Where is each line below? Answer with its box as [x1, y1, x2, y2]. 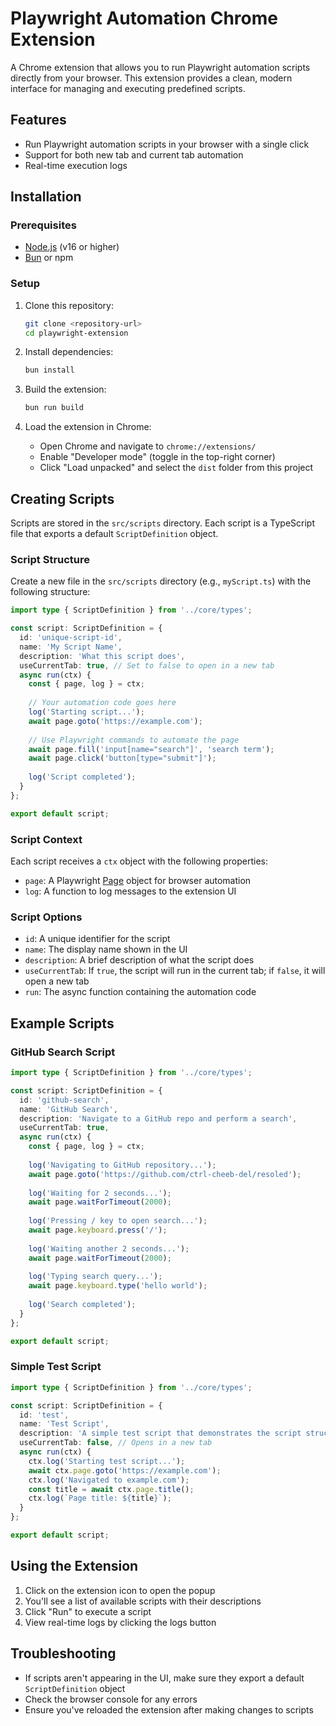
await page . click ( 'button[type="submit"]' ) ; [28, 753, 217, 764]
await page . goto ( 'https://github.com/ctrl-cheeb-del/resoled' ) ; [28, 1169, 302, 1179]
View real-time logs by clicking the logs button [24, 1616, 217, 1628]
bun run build [24, 403, 84, 413]
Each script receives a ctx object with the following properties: [10, 855, 268, 867]
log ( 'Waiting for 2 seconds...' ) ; [28, 1188, 172, 1198]
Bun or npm [24, 252, 74, 264]
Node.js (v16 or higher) [24, 241, 120, 253]
